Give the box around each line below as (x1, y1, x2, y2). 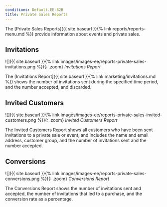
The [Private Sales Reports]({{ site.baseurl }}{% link (5, 25, 112, 31)
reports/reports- (112, 25, 146, 31)
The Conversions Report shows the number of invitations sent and (5, 185, 141, 191)
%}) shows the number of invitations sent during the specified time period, (5, 79, 159, 85)
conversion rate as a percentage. (5, 196, 73, 202)
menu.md (5, 31, 25, 37)
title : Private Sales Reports (5, 12, 68, 17)
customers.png (5, 117, 36, 123)
